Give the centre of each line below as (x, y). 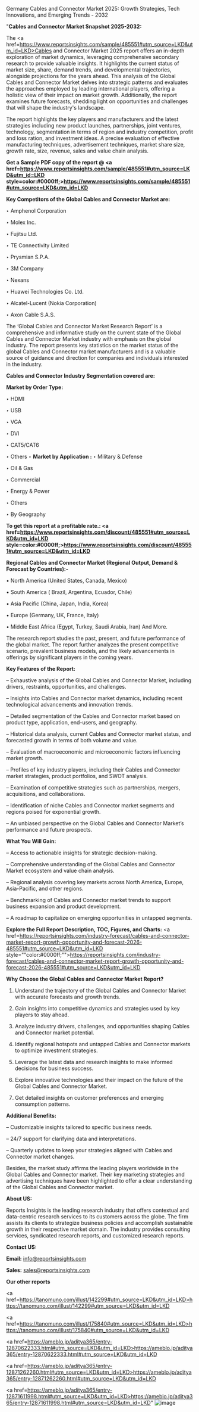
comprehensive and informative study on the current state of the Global (94, 332)
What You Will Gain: (31, 841)
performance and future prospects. (49, 830)
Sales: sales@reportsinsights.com (48, 1270)
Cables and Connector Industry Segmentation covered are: (81, 376)
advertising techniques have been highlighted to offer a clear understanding (99, 1181)
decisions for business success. (54, 1068)
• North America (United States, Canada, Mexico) (67, 581)
